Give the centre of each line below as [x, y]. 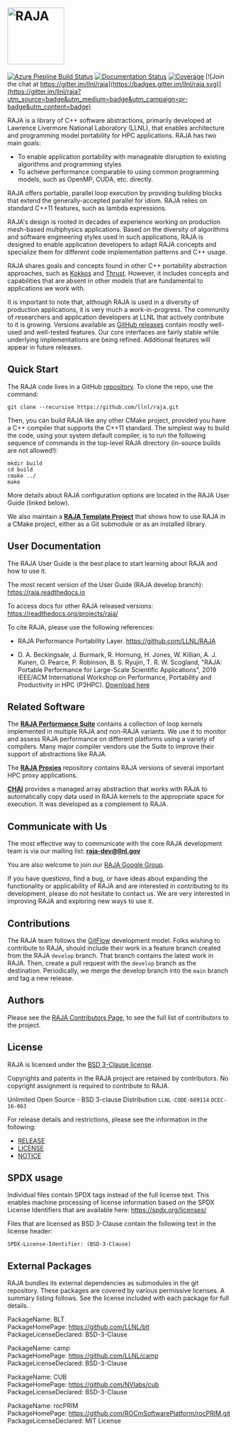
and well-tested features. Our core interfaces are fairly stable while [121, 332]
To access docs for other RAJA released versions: [80, 605]
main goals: [24, 142]
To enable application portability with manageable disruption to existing [122, 157]
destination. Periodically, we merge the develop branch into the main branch [118, 970]
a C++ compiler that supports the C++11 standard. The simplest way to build [119, 427]
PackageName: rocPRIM [43, 1406]
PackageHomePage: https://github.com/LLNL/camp [83, 1356]
